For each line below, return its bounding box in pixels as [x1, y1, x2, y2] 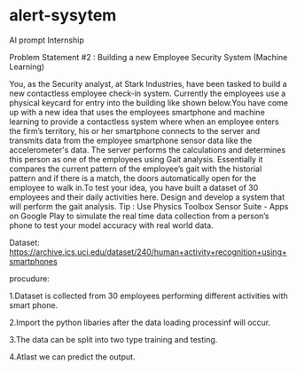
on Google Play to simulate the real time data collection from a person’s [9, 210, 270, 221]
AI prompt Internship [9, 35, 84, 45]
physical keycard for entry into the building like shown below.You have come [9, 97, 288, 107]
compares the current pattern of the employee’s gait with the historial [9, 163, 262, 174]
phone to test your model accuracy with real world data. [9, 219, 215, 231]
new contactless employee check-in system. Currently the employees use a [9, 88, 286, 99]
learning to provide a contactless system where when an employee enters [9, 116, 279, 127]
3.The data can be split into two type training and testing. [9, 334, 218, 344]
